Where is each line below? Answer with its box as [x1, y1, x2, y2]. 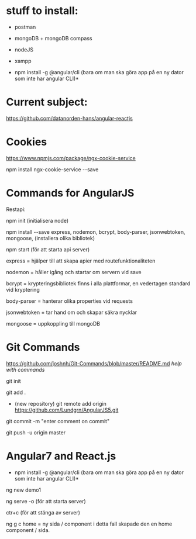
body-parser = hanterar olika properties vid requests [6, 297, 133, 305]
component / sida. [6, 526, 50, 533]
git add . [6, 389, 26, 396]
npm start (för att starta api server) [6, 246, 90, 253]
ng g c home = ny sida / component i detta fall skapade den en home [6, 520, 173, 527]
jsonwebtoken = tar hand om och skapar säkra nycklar [6, 309, 137, 316]
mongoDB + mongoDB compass [14, 34, 92, 42]
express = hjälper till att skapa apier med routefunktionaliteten [6, 257, 156, 264]
